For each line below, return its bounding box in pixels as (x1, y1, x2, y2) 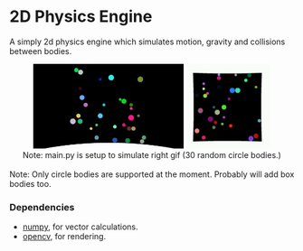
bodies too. (9, 178, 52, 189)
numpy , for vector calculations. (22, 221, 138, 232)
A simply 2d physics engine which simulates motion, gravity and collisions (9, 36, 286, 47)
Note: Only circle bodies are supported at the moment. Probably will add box (9, 169, 295, 180)
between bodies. (9, 45, 72, 56)
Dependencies (9, 200, 75, 213)
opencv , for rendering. (22, 231, 107, 242)
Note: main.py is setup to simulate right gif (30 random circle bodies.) (22, 149, 282, 160)
